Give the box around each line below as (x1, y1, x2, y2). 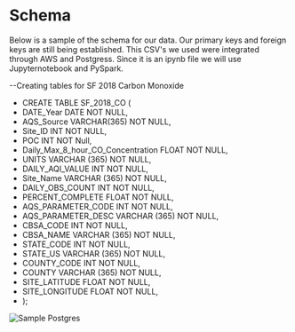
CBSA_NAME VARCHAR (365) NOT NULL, (21, 229, 176, 240)
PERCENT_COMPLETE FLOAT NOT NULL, (21, 192, 174, 202)
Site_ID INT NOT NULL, (21, 125, 108, 136)
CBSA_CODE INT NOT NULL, (21, 219, 128, 231)
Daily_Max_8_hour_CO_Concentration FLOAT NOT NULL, (21, 144, 228, 155)
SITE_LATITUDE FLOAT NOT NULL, (21, 276, 151, 287)
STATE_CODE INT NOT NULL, (21, 239, 131, 249)
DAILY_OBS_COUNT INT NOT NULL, (21, 182, 155, 193)
